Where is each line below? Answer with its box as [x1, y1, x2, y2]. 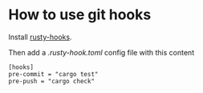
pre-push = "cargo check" [8, 77, 95, 85]
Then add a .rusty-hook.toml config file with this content [8, 47, 195, 57]
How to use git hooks [8, 6, 152, 24]
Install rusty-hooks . [8, 32, 72, 42]
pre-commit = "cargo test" [8, 70, 99, 78]
